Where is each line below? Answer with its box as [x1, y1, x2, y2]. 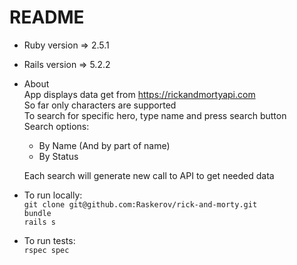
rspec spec [23, 245, 70, 255]
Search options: [23, 120, 90, 132]
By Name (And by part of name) [38, 139, 171, 151]
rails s [23, 217, 56, 227]
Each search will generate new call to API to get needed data [23, 169, 275, 181]
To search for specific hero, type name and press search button [23, 109, 287, 121]
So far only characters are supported [23, 99, 177, 111]
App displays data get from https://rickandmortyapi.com [23, 88, 256, 100]
